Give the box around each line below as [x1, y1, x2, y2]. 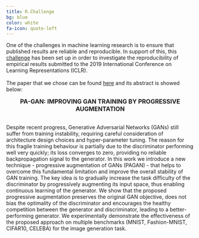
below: [6, 86, 23, 93]
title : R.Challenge [6, 8, 55, 15]
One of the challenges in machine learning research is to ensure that [6, 42, 175, 49]
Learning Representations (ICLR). [6, 67, 88, 74]
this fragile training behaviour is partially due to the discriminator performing [6, 143, 194, 150]
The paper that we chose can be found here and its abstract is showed [6, 80, 180, 87]
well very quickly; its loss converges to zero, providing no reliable [6, 149, 167, 156]
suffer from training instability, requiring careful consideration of [6, 130, 164, 137]
